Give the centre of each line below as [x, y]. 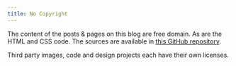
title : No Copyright [38, 14]
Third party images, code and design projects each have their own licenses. [118, 55]
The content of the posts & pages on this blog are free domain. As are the [114, 34]
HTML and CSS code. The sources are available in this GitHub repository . [114, 41]
